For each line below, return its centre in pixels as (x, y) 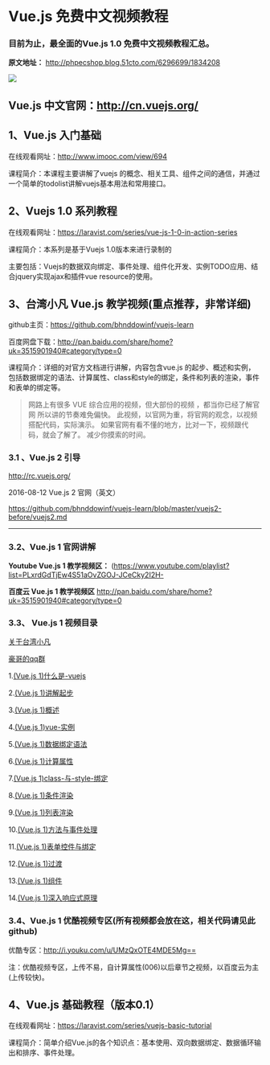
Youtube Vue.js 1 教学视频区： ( (61, 565)
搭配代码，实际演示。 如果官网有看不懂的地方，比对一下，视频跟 (135, 425)
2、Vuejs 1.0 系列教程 (63, 211)
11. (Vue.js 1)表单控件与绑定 (52, 847)
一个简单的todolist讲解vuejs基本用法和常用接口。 (89, 183)
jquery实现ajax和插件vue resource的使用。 (86, 276)
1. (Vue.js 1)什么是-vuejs (47, 676)
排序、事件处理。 (50, 1053)
